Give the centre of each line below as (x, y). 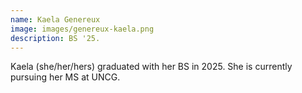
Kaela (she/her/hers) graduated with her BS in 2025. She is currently (151, 67)
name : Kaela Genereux (55, 19)
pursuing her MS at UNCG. (65, 77)
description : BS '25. (55, 38)
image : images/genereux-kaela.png (82, 29)
